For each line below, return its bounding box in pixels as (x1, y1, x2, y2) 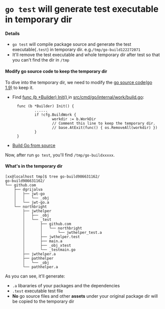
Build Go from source (12, 142, 55, 148)
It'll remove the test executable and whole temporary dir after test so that (12, 52, 160, 58)
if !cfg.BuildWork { (34, 112, 77, 117)
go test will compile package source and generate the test (12, 41, 132, 47)
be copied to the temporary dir (12, 298, 75, 304)
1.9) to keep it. (5, 85, 34, 91)
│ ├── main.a (23, 239, 63, 244)
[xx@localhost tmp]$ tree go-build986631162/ (5, 174, 100, 179)
